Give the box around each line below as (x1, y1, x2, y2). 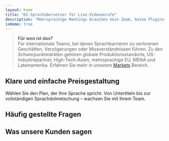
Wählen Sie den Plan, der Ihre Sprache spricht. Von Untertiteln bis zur (5, 90, 151, 97)
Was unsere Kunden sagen (5, 127, 92, 136)
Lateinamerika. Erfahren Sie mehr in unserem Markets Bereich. (17, 62, 149, 68)
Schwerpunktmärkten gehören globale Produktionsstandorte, (17, 52, 146, 58)
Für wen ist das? (17, 35, 53, 41)
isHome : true (5, 21, 33, 27)
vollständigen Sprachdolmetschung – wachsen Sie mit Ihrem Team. (5, 96, 146, 102)
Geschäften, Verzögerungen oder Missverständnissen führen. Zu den (17, 46, 163, 52)
